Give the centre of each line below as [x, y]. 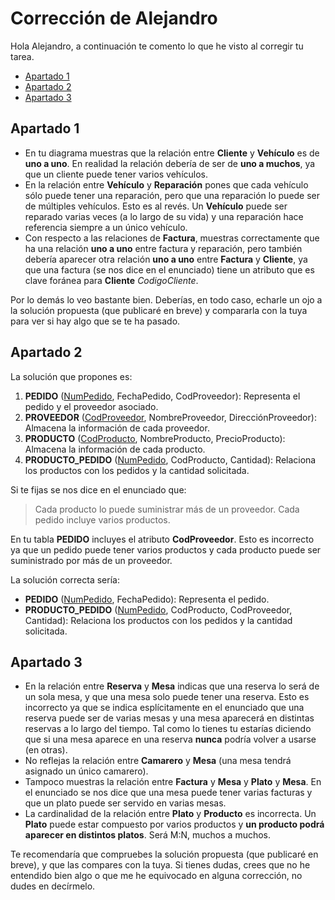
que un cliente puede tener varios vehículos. [116, 174]
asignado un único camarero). [86, 771]
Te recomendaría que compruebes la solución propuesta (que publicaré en [164, 854]
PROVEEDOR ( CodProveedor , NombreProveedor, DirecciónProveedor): [170, 417]
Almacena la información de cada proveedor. [117, 428]
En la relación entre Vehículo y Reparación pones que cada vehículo [166, 184]
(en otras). [46, 750]
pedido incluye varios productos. [102, 519]
